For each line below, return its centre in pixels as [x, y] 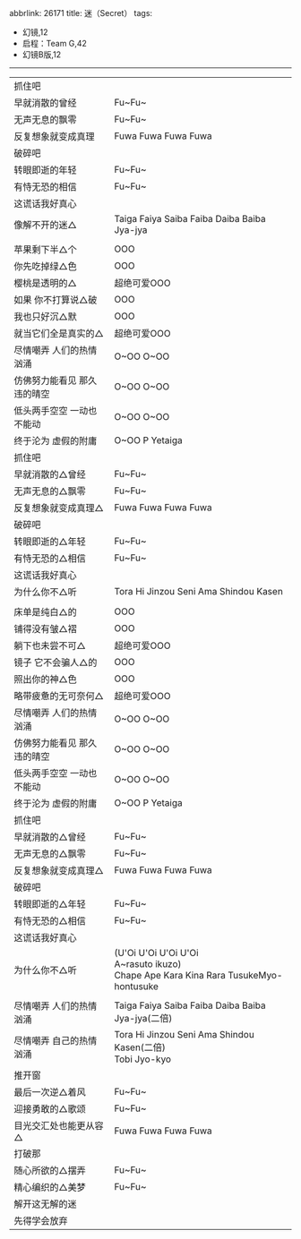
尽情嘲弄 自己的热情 [56, 1041]
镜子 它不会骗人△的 [56, 662]
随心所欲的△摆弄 [50, 1171]
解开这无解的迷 [46, 1204]
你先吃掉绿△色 [46, 266]
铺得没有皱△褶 [46, 629]
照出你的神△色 [46, 679]
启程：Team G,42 [55, 43]
